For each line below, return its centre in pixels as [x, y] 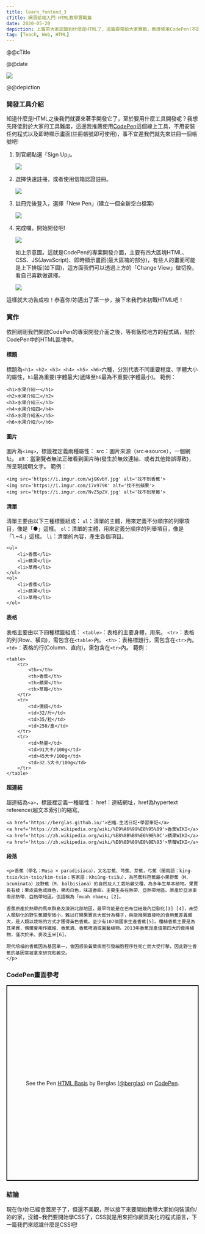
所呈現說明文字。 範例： [37, 467]
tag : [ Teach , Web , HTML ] [38, 35]
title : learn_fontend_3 [37, 12]
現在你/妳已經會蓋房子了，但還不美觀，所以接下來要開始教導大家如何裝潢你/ [102, 1209]
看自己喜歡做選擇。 [39, 275]
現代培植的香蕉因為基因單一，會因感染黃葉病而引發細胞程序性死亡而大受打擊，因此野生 [99, 946]
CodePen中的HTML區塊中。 [42, 339]
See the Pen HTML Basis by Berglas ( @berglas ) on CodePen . [103, 1083]
